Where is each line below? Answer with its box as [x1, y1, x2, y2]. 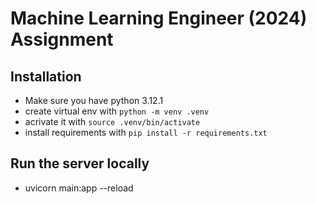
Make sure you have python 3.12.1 [24, 95, 164, 106]
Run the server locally [10, 155, 150, 172]
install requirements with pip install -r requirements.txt [24, 127, 268, 138]
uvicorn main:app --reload [24, 182, 134, 194]
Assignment [10, 28, 114, 51]
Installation [10, 68, 82, 85]
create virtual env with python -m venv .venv [24, 105, 210, 117]
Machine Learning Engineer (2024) [10, 7, 308, 30]
